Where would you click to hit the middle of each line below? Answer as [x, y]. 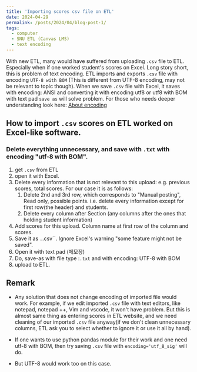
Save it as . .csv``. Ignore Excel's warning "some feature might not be [98, 238]
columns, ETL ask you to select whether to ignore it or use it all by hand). [103, 328]
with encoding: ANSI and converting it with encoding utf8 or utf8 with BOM [97, 92]
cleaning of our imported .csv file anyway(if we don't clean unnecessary [103, 322]
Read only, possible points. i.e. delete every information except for [103, 201]
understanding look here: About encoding [56, 105]
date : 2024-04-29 [27, 17]
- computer [25, 34]
